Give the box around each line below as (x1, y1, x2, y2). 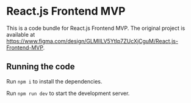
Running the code (6, 62, 75, 72)
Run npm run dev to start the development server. (6, 90, 130, 97)
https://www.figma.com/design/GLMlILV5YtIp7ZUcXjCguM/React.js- (6, 37, 179, 44)
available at (6, 30, 35, 38)
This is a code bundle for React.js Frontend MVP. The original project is (6, 24, 186, 32)
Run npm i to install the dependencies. (6, 77, 103, 85)
